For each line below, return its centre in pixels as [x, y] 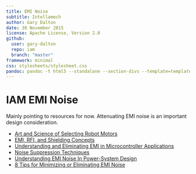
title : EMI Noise [27, 11]
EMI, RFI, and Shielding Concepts [55, 140]
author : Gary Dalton [31, 22]
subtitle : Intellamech [34, 17]
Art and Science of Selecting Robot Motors [66, 134]
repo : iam [23, 50]
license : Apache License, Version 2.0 [53, 33]
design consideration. [32, 123]
